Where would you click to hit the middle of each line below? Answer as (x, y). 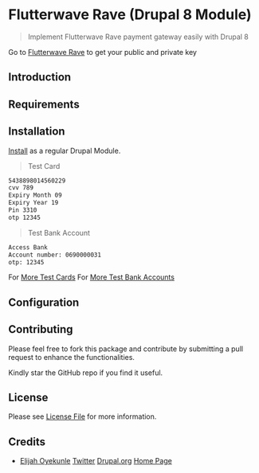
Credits (27, 442)
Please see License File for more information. (82, 416)
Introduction (40, 77)
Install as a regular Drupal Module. (65, 150)
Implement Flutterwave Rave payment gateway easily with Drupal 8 (138, 37)
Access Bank (28, 247)
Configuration (44, 302)
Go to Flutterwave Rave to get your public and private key (103, 52)
